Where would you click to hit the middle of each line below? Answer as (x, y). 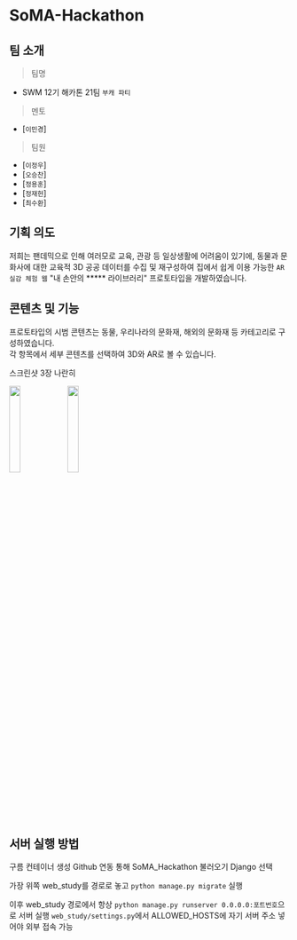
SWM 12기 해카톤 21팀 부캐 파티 (76, 92)
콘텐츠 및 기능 (44, 308)
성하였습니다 (31, 343)
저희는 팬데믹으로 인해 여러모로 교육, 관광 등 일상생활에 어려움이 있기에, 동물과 (144, 256)
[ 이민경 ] (34, 129)
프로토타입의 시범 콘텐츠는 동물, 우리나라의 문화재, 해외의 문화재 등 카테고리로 (143, 332)
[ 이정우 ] (34, 165)
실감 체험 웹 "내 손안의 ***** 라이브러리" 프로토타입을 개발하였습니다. (128, 278)
